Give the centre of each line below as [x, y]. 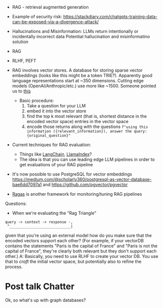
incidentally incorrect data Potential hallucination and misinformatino [81, 37]
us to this [21, 91]
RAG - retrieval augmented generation [50, 7]
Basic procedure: [37, 101]
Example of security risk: [37, 16]
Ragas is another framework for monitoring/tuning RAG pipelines [77, 194]
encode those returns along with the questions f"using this [87, 127]
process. [14, 267]
